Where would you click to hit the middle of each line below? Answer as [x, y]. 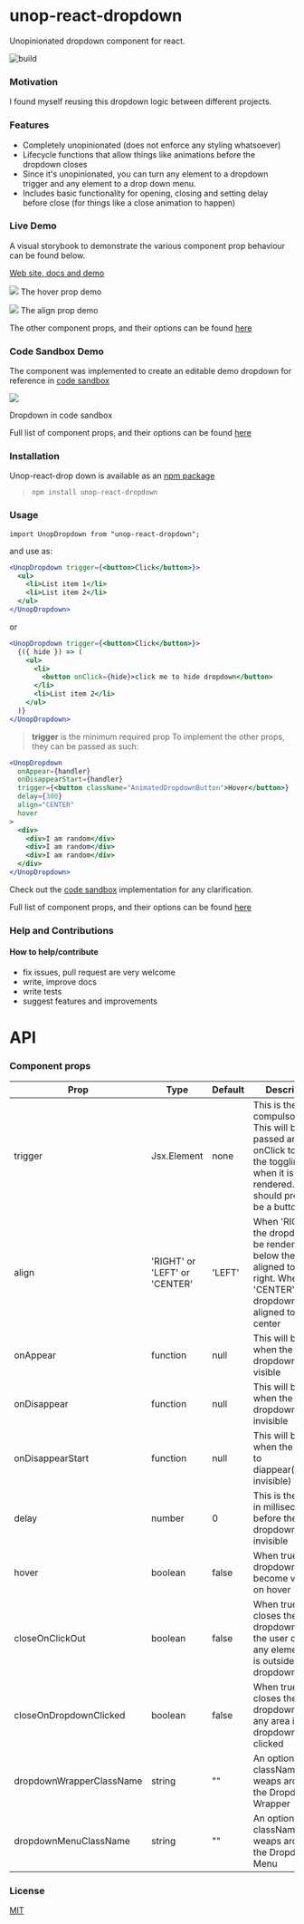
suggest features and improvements [90, 1001]
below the [274, 1255]
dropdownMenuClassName [72, 1841]
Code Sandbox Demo [57, 351]
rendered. [274, 1184]
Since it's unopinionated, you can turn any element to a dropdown [145, 174]
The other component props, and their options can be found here [131, 328]
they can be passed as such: [85, 746]
